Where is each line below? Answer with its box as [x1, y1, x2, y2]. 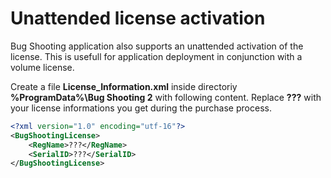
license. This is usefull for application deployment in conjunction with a [10, 50, 303, 62]
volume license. [10, 61, 75, 73]
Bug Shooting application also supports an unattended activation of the [10, 40, 304, 52]
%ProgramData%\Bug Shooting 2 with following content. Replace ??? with [10, 91, 322, 103]
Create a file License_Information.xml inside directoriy [10, 80, 238, 92]
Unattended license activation [10, 7, 266, 30]
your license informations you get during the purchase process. [10, 102, 272, 114]
